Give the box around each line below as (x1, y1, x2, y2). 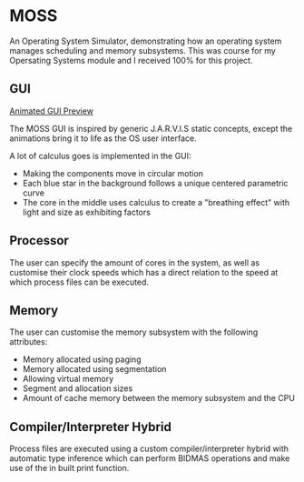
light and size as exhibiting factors (22, 206, 152, 217)
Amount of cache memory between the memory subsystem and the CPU (22, 393, 295, 404)
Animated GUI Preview (9, 105, 93, 116)
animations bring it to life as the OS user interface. (9, 133, 197, 144)
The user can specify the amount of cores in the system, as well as (9, 256, 260, 268)
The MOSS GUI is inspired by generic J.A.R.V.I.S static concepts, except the (9, 123, 293, 134)
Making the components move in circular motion (22, 167, 204, 178)
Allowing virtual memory (22, 374, 114, 385)
